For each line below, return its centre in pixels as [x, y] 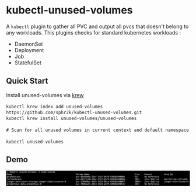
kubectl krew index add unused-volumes [55, 107]
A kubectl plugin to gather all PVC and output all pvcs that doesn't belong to [97, 26]
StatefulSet [28, 63]
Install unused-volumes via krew [45, 95]
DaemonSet [29, 44]
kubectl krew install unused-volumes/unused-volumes [71, 118]
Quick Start [27, 81]
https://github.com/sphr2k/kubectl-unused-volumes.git [74, 112]
